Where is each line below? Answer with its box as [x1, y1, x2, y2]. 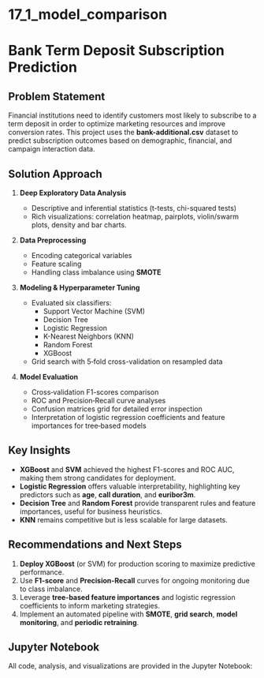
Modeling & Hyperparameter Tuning [19, 283, 140, 292]
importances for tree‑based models [31, 421, 147, 430]
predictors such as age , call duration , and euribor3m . [19, 489, 196, 499]
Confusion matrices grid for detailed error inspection [31, 404, 203, 414]
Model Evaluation [19, 373, 79, 381]
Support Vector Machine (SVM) [43, 306, 146, 316]
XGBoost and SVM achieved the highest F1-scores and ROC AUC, [19, 464, 235, 474]
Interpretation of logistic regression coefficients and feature [31, 413, 225, 421]
